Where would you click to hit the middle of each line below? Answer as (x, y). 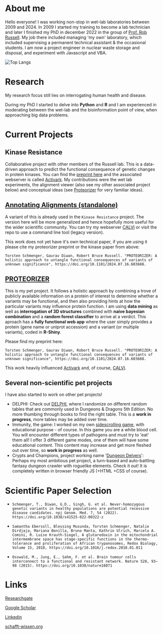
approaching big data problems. (37, 115)
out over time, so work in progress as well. (55, 450)
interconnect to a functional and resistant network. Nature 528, (81, 561)
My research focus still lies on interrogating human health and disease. (76, 95)
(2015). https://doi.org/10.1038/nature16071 (65, 566)
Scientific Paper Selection (58, 491)
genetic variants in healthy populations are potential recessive (81, 509)
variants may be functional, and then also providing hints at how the (73, 301)
